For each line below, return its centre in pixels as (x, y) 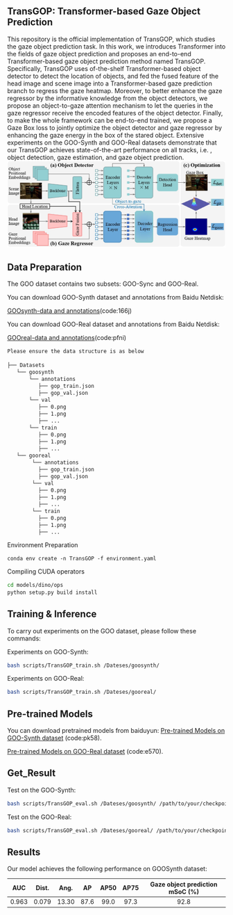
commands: (24, 638)
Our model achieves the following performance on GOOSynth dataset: (107, 869)
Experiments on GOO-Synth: (48, 651)
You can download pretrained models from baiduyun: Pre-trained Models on (116, 731)
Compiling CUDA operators (46, 571)
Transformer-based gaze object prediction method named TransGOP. (106, 61)
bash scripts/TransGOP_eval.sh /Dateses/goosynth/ (82, 803)
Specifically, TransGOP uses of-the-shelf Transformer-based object (104, 68)
